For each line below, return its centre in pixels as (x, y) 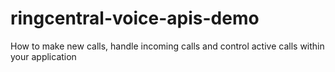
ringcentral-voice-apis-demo (135, 18)
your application (43, 56)
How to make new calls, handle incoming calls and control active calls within (167, 46)
